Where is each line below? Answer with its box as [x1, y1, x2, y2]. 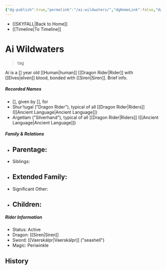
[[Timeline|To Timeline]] [12, 26, 62, 32]
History [5, 257, 29, 265]
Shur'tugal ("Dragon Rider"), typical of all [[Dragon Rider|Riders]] [12, 104, 145, 109]
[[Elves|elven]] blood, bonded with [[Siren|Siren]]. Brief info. [5, 75, 127, 81]
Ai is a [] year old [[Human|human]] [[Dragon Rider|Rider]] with [5, 69, 133, 75]
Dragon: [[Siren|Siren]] [12, 232, 59, 238]
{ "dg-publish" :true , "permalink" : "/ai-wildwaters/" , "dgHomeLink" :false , [5, 7, 156, 12]
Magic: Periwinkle [12, 242, 49, 248]
